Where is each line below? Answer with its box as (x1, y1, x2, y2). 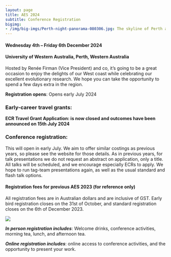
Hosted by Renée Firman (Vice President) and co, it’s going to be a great (5, 65, 157, 71)
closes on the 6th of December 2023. (5, 206, 84, 212)
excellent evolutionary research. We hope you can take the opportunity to (5, 76, 159, 82)
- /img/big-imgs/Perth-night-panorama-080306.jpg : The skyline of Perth (5, 26, 163, 32)
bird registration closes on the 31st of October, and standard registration (5, 201, 157, 207)
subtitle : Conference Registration (5, 17, 81, 22)
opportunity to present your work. (5, 246, 76, 252)
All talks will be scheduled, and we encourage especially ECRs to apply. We (5, 161, 164, 167)
